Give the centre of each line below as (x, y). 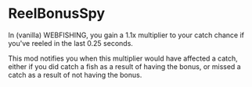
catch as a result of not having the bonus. (75, 75)
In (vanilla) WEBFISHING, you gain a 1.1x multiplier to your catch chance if (126, 35)
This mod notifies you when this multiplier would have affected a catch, (123, 58)
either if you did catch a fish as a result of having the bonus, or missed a (124, 66)
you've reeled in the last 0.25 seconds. (70, 43)
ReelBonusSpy (57, 14)
